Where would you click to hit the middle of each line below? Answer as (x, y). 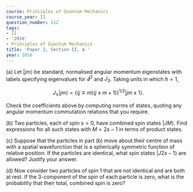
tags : (13, 28)
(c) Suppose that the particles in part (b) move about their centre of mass (94, 140)
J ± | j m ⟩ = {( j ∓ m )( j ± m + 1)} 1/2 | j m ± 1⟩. (98, 93)
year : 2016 (19, 55)
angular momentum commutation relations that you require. (77, 111)
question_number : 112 (32, 22)
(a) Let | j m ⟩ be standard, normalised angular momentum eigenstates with (94, 71)
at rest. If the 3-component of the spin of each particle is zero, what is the (95, 177)
